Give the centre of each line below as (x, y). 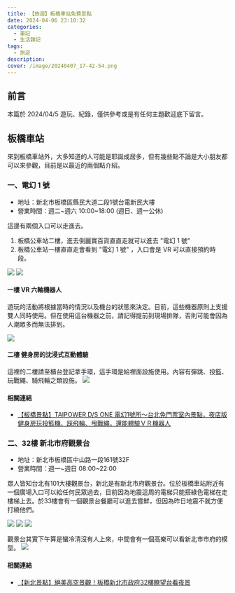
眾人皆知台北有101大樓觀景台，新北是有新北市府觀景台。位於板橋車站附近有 (116, 484)
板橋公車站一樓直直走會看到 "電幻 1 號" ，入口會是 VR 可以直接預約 (113, 249)
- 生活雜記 (27, 40)
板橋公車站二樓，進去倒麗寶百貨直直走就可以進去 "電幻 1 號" (104, 240)
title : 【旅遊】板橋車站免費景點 (50, 14)
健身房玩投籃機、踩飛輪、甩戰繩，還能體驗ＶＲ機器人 (94, 423)
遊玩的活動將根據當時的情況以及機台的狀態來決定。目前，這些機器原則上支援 (117, 306)
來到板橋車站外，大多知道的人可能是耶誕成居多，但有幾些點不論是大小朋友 (114, 157)
